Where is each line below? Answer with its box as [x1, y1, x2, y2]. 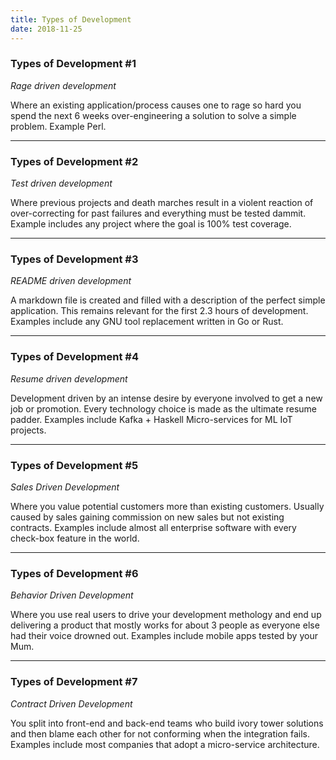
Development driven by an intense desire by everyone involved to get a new [10, 392, 323, 404]
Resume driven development [10, 372, 128, 385]
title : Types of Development [10, 14, 132, 25]
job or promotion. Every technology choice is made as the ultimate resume [10, 402, 317, 415]
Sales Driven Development [10, 481, 120, 493]
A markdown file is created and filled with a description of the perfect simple [10, 294, 326, 306]
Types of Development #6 [10, 566, 139, 580]
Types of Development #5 [10, 458, 139, 472]
